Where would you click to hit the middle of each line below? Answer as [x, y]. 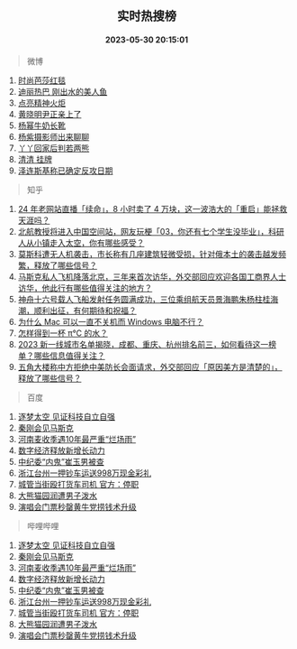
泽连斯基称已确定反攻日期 [65, 171]
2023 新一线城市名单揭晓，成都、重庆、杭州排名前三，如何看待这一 [143, 344]
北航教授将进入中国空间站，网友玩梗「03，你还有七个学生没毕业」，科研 [151, 231]
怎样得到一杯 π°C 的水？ [63, 333]
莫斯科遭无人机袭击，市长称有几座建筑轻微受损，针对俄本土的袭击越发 [148, 254]
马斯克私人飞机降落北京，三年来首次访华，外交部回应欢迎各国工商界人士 [152, 276]
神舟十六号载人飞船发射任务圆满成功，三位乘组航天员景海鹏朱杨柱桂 [144, 299]
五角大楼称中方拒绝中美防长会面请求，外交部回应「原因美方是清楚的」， [150, 366]
